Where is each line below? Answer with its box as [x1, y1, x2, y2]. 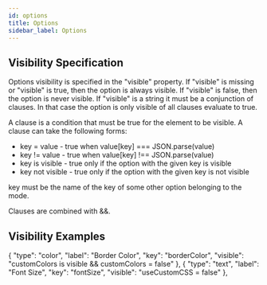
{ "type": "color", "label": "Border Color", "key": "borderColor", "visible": [8, 251, 245, 260]
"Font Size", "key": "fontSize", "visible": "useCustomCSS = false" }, [8, 267, 229, 277]
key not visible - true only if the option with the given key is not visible [19, 167, 249, 177]
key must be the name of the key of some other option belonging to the [8, 182, 242, 192]
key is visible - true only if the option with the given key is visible [19, 158, 232, 168]
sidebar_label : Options [8, 26, 88, 34]
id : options [8, 11, 48, 20]
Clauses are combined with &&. [8, 206, 111, 216]
